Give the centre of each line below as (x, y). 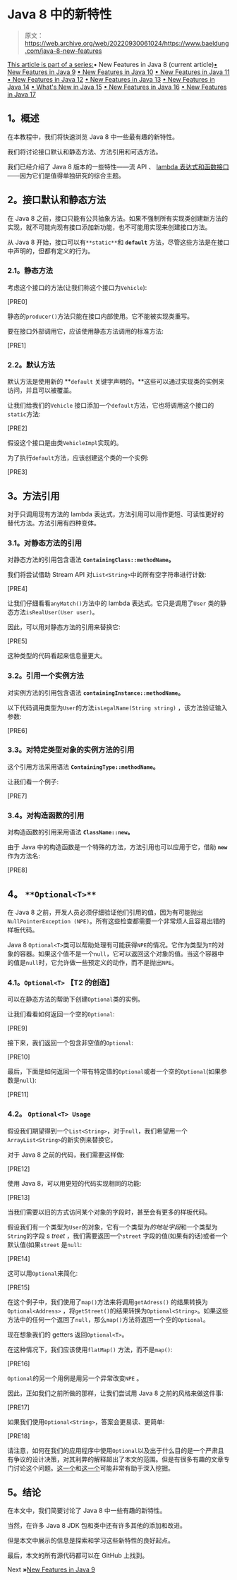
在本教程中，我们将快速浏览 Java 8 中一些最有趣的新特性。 (93, 136)
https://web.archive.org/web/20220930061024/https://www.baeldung (127, 43)
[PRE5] (17, 641)
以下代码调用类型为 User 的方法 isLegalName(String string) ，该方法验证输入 (117, 707)
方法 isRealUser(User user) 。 (56, 612)
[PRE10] (19, 1057)
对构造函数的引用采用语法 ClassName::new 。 (71, 832)
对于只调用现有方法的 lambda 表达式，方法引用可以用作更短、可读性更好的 (116, 514)
